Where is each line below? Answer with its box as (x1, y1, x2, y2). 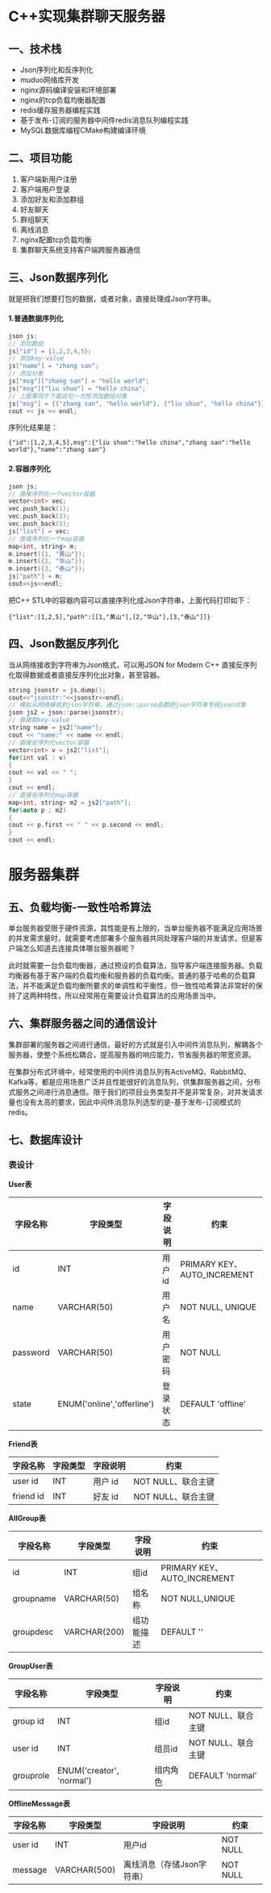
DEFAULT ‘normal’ (188, 1770, 257, 1781)
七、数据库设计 (8, 1133, 83, 1147)
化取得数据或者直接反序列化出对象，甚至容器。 (8, 670, 164, 679)
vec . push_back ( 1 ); (8, 505, 70, 513)
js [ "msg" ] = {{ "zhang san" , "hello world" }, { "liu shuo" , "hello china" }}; (8, 399, 269, 407)
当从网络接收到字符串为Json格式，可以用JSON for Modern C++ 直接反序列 (8, 659, 257, 670)
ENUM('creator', (56, 1765, 119, 1776)
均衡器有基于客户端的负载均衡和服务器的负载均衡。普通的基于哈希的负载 (8, 971, 248, 980)
